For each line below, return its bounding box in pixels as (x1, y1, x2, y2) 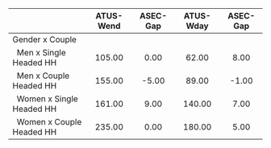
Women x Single (16, 93, 78, 104)
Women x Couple (16, 117, 82, 127)
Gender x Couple (12, 34, 77, 45)
